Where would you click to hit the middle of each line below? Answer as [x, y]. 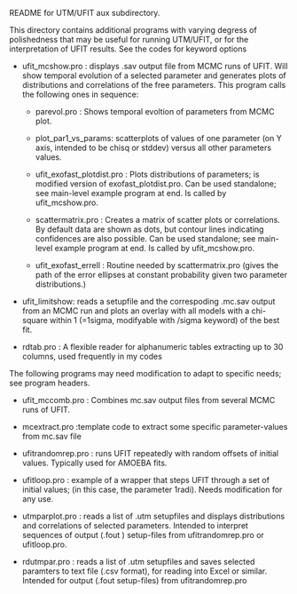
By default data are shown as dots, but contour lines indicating [149, 229]
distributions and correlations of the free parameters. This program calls [154, 85]
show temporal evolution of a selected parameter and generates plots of [154, 75]
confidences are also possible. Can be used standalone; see [145, 238]
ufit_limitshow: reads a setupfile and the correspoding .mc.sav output [148, 301]
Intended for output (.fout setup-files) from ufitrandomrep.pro [134, 580]
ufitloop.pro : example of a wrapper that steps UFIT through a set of [146, 480]
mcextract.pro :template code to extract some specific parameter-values [155, 427]
